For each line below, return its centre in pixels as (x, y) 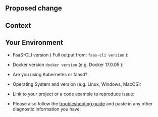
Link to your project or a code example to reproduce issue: (73, 94)
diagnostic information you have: (47, 109)
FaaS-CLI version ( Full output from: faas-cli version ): (70, 54)
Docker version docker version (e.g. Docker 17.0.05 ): (68, 65)
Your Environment (34, 43)
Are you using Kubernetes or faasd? (50, 74)
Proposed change (34, 8)
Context (18, 25)
